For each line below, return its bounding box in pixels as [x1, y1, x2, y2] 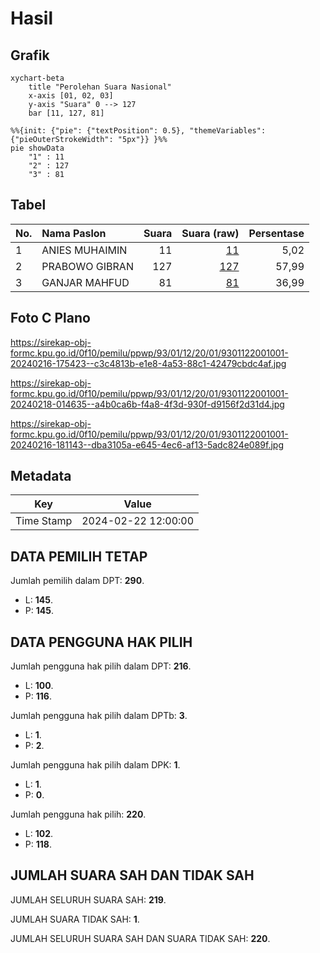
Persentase [248, 226, 305, 240]
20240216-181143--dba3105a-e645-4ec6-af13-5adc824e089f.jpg [10, 438, 285, 451]
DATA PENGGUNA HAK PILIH [10, 633, 193, 651]
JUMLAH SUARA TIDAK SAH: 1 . [10, 913, 140, 925]
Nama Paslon [41, 226, 107, 240]
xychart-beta [10, 73, 65, 83]
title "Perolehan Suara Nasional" [28, 82, 172, 92]
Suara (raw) [181, 226, 240, 240]
